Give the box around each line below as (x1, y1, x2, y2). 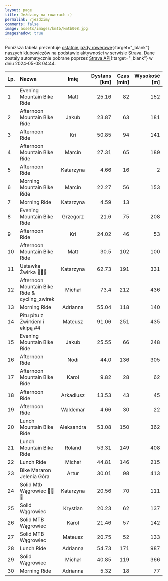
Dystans (91, 72, 112, 79)
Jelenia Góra (19, 473, 50, 480)
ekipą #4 (19, 324, 41, 331)
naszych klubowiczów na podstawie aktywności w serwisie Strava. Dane (5, 50, 155, 56)
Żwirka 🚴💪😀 (19, 269, 47, 276)
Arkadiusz (61, 392, 85, 399)
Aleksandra (59, 424, 86, 430)
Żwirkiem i (19, 318, 44, 325)
